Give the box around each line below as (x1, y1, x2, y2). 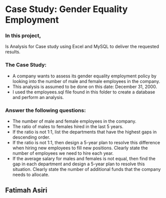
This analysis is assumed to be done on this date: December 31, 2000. (12, 83, 157, 89)
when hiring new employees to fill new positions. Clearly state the (12, 145, 148, 151)
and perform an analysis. (12, 94, 64, 100)
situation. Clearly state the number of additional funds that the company (12, 166, 161, 172)
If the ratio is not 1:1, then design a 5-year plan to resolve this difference (12, 140, 160, 146)
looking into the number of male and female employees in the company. (12, 78, 160, 84)
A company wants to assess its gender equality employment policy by (12, 73, 156, 79)
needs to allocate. (12, 172, 49, 178)
